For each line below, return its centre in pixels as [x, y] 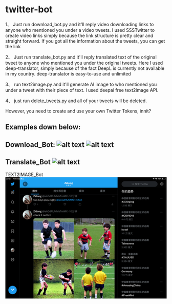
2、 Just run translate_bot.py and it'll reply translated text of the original [81, 57]
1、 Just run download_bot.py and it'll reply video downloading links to [80, 24]
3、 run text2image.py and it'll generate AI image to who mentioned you [81, 84]
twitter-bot [29, 9]
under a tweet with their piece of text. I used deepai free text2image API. [82, 90]
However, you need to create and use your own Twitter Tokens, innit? [78, 111]
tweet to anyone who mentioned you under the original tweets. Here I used [84, 63]
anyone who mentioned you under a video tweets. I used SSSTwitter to [80, 30]
